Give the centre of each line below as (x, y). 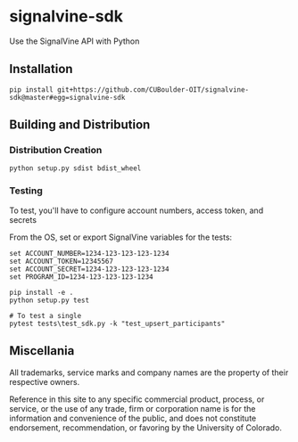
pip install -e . (41, 292)
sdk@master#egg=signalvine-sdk (67, 97)
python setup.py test (50, 300)
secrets (23, 219)
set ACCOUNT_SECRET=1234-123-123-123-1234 (89, 269)
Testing (26, 191)
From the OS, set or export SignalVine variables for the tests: (121, 237)
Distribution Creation (56, 151)
